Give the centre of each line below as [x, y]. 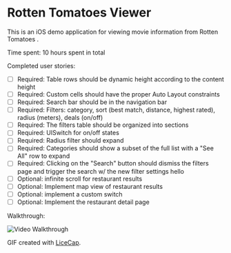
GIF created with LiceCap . [44, 242]
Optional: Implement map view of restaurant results [90, 186]
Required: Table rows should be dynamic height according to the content [120, 79]
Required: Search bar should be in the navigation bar [92, 102]
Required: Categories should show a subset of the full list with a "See [115, 148]
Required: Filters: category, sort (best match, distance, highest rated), [116, 110]
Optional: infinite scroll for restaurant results [80, 179]
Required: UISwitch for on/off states [68, 133]
